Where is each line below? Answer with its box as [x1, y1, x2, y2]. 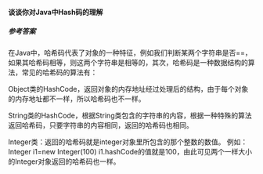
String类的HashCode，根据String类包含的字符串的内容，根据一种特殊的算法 [8, 111, 252, 120]
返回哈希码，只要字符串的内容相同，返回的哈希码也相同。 [8, 120, 193, 129]
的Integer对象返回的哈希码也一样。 [8, 157, 121, 166]
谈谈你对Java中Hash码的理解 [8, 7, 103, 16]
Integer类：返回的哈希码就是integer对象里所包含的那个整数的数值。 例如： [8, 137, 248, 147]
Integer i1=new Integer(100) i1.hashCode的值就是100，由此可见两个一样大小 [8, 147, 253, 156]
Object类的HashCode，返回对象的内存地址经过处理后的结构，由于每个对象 [8, 84, 249, 93]
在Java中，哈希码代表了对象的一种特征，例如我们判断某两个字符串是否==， [8, 48, 252, 57]
